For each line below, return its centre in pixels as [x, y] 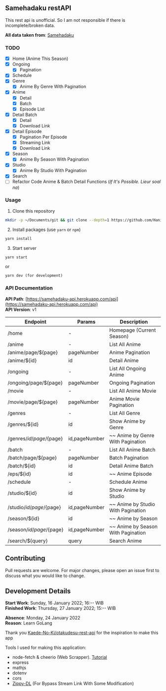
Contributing [25, 558]
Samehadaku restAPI [38, 8]
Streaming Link [35, 143]
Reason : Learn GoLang [29, 623]
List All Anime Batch [132, 450]
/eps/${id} [19, 474]
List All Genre [125, 413]
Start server [24, 248]
